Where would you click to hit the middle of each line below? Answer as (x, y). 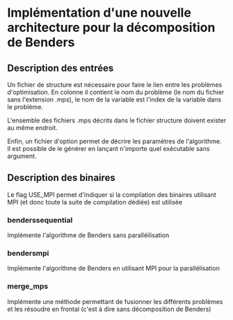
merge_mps (28, 287)
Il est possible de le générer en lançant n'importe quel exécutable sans (109, 149)
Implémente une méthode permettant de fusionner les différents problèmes (115, 301)
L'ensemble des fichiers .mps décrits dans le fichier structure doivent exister (117, 120)
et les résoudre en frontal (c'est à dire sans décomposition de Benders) (109, 309)
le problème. (25, 107)
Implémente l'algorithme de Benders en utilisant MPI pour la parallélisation (114, 269)
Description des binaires (62, 178)
